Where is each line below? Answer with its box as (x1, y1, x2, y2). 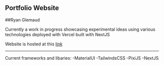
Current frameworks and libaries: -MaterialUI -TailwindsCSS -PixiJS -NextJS (5, 55, 159, 61)
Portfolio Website (5, 4, 60, 12)
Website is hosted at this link (5, 41, 62, 47)
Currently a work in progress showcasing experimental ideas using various (5, 26, 155, 32)
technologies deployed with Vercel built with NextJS (5, 31, 110, 37)
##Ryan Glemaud (5, 17, 40, 22)
